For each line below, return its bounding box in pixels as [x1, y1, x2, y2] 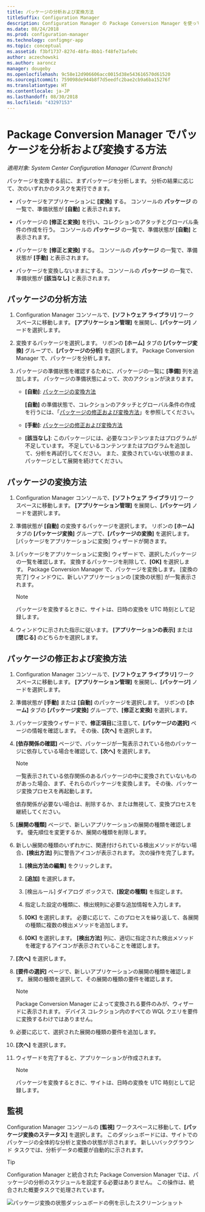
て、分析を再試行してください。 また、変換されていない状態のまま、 [24, 450, 196, 457]
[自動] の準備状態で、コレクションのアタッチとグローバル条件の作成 [24, 401, 196, 408]
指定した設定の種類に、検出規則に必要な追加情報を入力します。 [24, 901, 184, 908]
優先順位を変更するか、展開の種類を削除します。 [27, 828, 150, 836]
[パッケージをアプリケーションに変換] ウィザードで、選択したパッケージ [15, 550, 197, 558]
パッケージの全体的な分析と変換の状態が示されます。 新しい [7, 1138, 158, 1146]
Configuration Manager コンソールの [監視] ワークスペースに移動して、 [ [7, 1123, 187, 1130]
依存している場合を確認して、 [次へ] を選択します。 [26, 748, 154, 755]
